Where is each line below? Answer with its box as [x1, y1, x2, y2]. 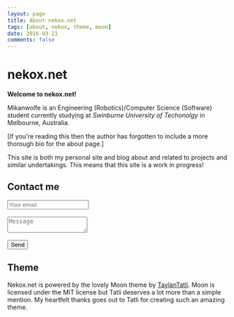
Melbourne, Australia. [7, 119, 70, 127]
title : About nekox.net [7, 17, 77, 24]
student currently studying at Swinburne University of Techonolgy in [7, 111, 205, 119]
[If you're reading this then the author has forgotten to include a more [7, 132, 209, 141]
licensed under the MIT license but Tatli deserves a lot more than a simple [7, 287, 221, 296]
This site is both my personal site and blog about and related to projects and [7, 153, 228, 162]
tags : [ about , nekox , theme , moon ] [7, 23, 112, 30]
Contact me [7, 181, 60, 193]
